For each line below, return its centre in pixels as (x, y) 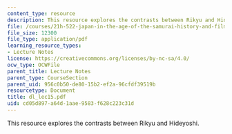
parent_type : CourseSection (48, 78)
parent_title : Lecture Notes (49, 71)
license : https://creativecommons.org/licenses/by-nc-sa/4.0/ (98, 59)
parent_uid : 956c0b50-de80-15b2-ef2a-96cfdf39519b (81, 84)
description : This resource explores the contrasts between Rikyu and (111, 20)
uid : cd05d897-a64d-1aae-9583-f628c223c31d (71, 104)
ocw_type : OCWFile (33, 65)
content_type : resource (41, 13)
